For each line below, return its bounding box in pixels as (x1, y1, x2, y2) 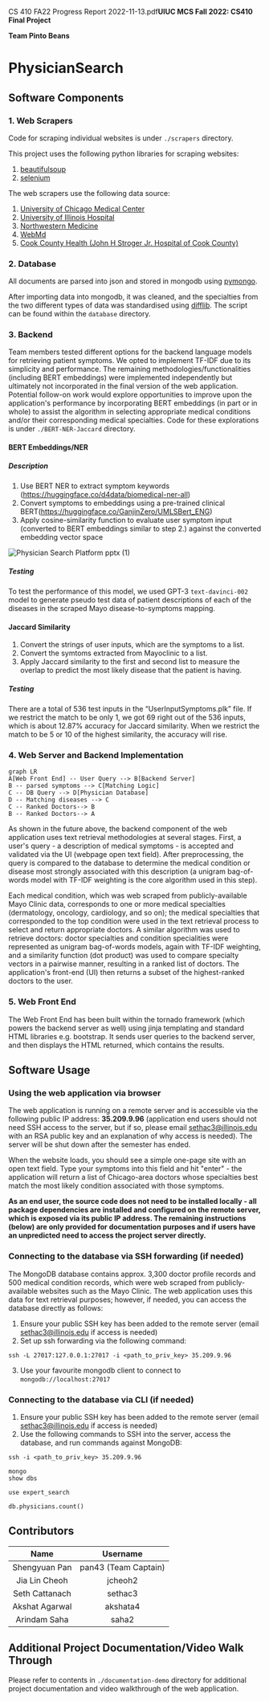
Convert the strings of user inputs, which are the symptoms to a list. (19, 640, 245, 650)
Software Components (8, 91, 124, 104)
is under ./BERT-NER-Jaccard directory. (8, 424, 136, 434)
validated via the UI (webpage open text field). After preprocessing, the (8, 850, 244, 859)
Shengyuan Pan (12, 1561, 72, 1573)
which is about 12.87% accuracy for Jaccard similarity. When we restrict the (8, 721, 260, 731)
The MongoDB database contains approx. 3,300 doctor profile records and (8, 1269, 256, 1279)
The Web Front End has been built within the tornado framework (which (8, 1014, 245, 1024)
